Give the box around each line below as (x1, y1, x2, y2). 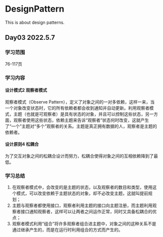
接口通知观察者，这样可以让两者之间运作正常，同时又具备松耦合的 (20, 209, 153, 215)
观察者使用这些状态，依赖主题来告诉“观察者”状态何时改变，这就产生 (13, 117, 149, 123)
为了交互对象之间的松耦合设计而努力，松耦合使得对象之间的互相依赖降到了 (5, 153, 154, 159)
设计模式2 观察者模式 (5, 87, 48, 93)
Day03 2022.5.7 (5, 34, 55, 42)
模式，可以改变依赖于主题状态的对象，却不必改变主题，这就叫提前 (16, 190, 148, 196)
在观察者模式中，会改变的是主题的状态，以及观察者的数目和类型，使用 (12, 185, 153, 190)
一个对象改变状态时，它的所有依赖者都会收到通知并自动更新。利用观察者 (5, 105, 149, 111)
